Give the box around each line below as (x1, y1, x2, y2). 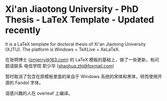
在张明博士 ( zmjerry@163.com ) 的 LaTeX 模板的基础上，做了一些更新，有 (5, 56, 155, 63)
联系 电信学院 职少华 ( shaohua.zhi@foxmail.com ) (13, 63, 115, 69)
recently (5, 25, 41, 36)
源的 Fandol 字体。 (5, 80, 44, 86)
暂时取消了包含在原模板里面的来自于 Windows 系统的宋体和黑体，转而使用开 (5, 73, 162, 79)
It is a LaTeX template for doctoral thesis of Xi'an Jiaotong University (5, 41, 146, 47)
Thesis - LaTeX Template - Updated (5, 14, 155, 25)
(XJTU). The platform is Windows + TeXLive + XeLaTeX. (5, 46, 120, 52)
